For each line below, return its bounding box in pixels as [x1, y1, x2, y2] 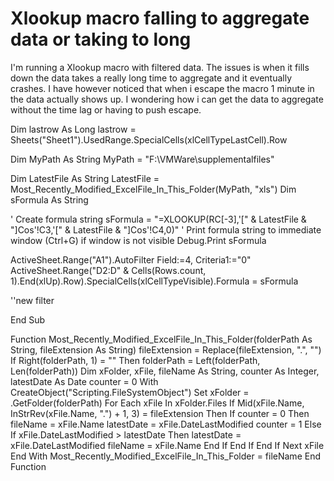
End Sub [10, 313, 46, 326]
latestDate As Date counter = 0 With [10, 375, 159, 387]
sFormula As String [10, 193, 89, 206]
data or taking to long [10, 28, 192, 51]
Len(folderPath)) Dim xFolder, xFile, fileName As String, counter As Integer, [10, 365, 320, 377]
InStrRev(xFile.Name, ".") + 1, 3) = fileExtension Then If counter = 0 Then [10, 407, 310, 419]
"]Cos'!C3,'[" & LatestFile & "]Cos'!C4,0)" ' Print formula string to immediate [10, 223, 322, 236]
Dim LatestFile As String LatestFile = [10, 172, 160, 184]
